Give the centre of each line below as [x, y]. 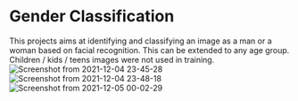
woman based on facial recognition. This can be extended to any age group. [149, 50]
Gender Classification [92, 16]
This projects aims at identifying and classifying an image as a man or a [141, 41]
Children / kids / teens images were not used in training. [112, 59]
